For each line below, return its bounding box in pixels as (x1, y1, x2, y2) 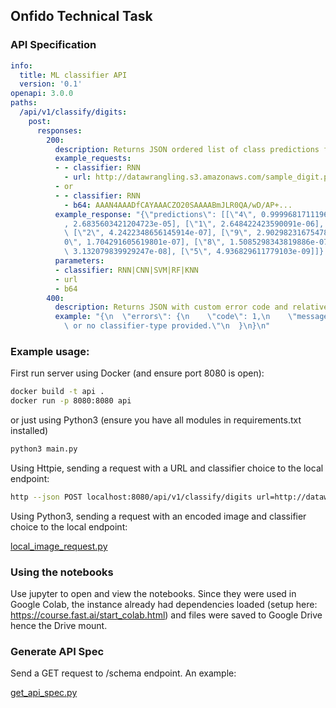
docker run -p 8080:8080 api (10, 396, 132, 406)
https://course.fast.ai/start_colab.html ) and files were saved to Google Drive (10, 609, 323, 621)
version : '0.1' (19, 79, 83, 89)
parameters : (54, 256, 105, 266)
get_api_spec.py (10, 687, 78, 699)
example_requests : (54, 154, 132, 164)
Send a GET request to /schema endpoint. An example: (10, 667, 237, 679)
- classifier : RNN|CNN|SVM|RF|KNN (54, 265, 199, 275)
